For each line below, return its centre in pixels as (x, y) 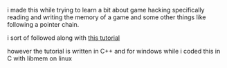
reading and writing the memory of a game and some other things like (107, 17)
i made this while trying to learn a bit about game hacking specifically (106, 10)
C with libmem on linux (40, 58)
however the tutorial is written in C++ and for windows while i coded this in (114, 51)
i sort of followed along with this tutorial (64, 38)
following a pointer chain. (43, 24)
